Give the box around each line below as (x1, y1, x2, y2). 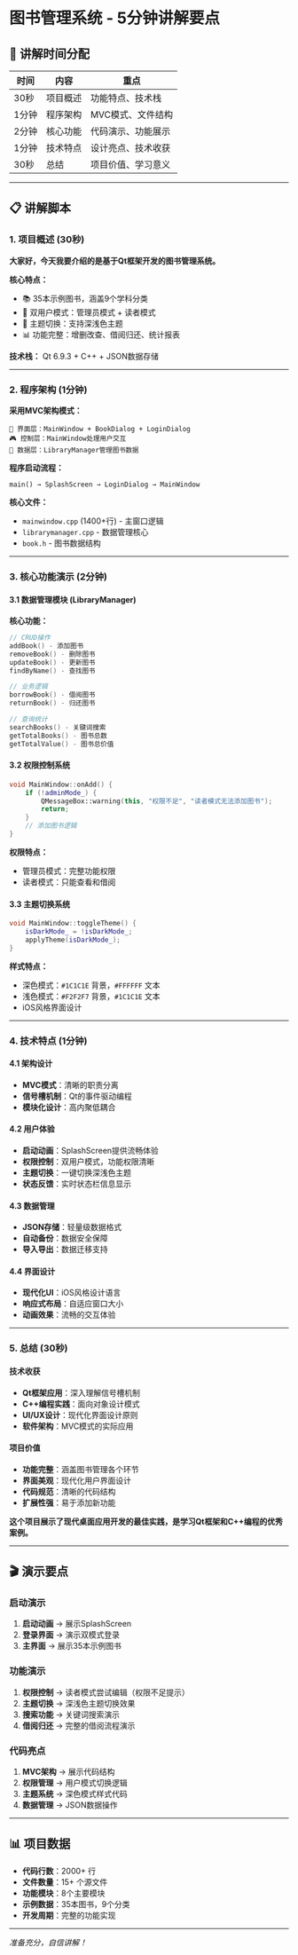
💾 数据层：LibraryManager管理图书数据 (9, 445, 139, 454)
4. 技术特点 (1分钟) (9, 1035, 88, 1047)
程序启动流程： (9, 462, 64, 473)
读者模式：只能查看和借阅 (21, 876, 116, 887)
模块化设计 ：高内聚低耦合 (21, 1101, 116, 1112)
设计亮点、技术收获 (90, 142, 171, 154)
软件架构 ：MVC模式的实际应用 (21, 1421, 134, 1431)
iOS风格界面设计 (21, 1002, 82, 1013)
